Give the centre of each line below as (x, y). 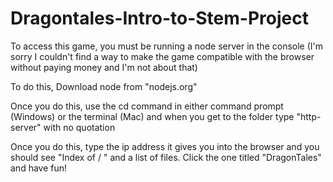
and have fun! (39, 168)
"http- (309, 116)
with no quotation (79, 127)
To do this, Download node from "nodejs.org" (104, 86)
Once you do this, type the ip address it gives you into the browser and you (165, 146)
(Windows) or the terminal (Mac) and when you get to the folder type (152, 116)
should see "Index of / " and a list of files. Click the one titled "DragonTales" (166, 157)
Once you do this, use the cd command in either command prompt (147, 106)
